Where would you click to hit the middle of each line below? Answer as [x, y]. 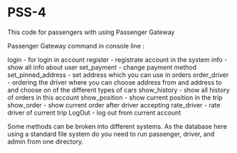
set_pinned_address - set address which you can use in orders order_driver [118, 75]
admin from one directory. [46, 141]
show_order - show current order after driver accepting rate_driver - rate [114, 105]
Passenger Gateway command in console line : [76, 46]
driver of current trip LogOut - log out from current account [94, 112]
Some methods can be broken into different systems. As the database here [117, 126]
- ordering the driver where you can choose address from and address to [115, 82]
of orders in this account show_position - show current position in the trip [115, 97]
